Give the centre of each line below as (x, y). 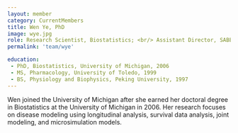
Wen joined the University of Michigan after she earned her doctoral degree (118, 99)
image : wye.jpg (30, 34)
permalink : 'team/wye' (41, 47)
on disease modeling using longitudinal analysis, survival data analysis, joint (118, 115)
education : (23, 60)
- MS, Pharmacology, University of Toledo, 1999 (84, 73)
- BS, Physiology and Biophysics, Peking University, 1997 (100, 79)
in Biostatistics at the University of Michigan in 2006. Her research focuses (117, 107)
